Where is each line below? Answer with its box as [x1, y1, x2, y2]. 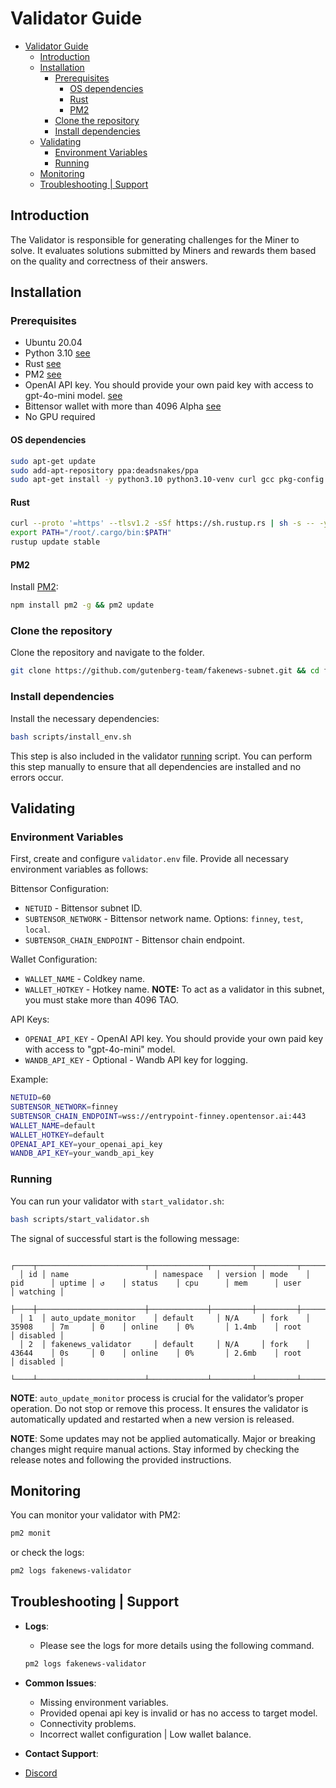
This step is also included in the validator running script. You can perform [10, 750, 313, 762]
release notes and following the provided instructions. [10, 1453, 232, 1466]
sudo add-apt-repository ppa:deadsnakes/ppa [10, 465, 199, 476]
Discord [24, 1767, 58, 1779]
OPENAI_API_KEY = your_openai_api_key [10, 1139, 163, 1149]
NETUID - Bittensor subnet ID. [24, 902, 143, 914]
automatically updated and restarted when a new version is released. [10, 1413, 295, 1425]
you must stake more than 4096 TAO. [24, 994, 179, 1006]
